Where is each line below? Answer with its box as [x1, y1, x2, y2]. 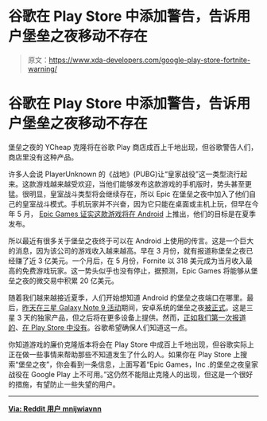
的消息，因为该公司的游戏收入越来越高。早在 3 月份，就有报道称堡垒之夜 [8, 246, 246, 255]
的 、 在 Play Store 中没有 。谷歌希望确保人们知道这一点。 [8, 322, 192, 332]
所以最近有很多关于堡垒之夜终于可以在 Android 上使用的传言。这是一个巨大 [8, 236, 254, 246]
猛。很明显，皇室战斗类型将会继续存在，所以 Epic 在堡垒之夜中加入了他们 [8, 189, 250, 199]
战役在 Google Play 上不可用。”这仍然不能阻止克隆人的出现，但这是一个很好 [8, 369, 253, 379]
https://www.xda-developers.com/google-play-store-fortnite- [48, 55, 251, 65]
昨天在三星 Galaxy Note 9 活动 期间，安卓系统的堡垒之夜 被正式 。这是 [22, 302, 247, 312]
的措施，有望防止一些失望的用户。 [8, 380, 120, 389]
